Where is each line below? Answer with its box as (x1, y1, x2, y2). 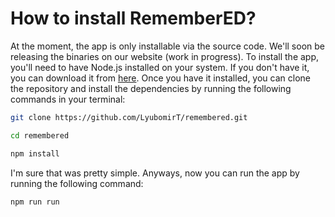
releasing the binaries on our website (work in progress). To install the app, (10, 50, 320, 62)
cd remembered (10, 130, 70, 141)
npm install (10, 148, 60, 159)
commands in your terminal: (10, 93, 126, 105)
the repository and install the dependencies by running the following (10, 82, 292, 94)
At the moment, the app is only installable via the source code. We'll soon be (10, 40, 325, 52)
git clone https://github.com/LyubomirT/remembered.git (10, 112, 248, 122)
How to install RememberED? (10, 7, 257, 30)
